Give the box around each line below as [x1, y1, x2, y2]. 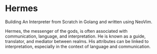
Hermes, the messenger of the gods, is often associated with [5, 28, 128, 34]
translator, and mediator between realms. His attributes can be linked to [5, 38, 149, 44]
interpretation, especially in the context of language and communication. [5, 43, 151, 49]
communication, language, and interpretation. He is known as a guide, [5, 33, 146, 39]
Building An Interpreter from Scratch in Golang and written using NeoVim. [5, 19, 153, 25]
